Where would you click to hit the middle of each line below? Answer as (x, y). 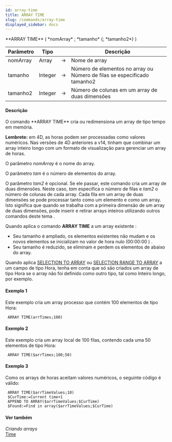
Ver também (19, 417)
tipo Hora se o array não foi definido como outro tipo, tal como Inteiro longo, (86, 274)
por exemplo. (19, 279)
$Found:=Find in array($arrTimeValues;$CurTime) (60, 406)
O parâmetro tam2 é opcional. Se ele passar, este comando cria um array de (86, 184)
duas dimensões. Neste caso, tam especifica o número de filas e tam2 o (82, 189)
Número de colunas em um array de (114, 90)
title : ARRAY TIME (25, 15)
